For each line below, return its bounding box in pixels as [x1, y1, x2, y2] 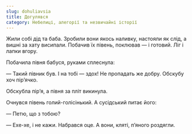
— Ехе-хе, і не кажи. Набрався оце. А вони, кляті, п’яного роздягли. [6, 122, 176, 129]
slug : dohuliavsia [6, 8, 51, 15]
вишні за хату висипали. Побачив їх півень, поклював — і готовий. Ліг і [6, 41, 184, 48]
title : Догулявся [6, 14, 49, 20]
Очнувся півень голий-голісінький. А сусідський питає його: [6, 99, 157, 106]
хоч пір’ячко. [6, 76, 38, 83]
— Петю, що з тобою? [6, 110, 61, 117]
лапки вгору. [6, 48, 38, 55]
